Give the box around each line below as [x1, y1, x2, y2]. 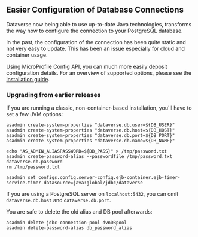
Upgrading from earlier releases [6, 90, 101, 99]
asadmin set [6, 175, 36, 181]
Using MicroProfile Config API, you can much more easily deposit [6, 63, 167, 70]
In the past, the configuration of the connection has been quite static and [6, 38, 187, 45]
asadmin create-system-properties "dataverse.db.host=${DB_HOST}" [6, 127, 175, 133]
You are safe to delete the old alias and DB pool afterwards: [6, 208, 153, 215]
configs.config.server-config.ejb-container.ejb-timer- [38, 175, 181, 181]
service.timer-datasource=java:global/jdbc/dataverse [6, 180, 144, 186]
